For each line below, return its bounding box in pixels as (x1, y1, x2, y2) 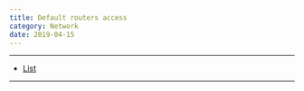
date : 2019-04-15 (9, 30, 75, 39)
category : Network (9, 22, 79, 31)
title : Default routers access (9, 13, 128, 23)
